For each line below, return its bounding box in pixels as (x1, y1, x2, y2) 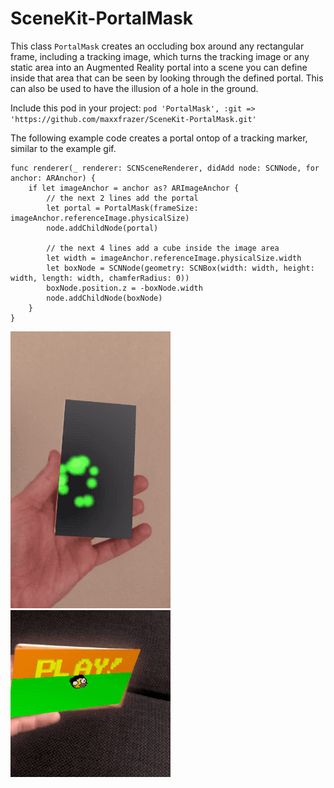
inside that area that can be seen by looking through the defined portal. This (10, 72, 324, 84)
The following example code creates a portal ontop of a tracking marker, (10, 132, 308, 144)
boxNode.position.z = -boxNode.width (46, 283, 203, 293)
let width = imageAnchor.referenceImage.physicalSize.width (46, 253, 302, 263)
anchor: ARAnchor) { (10, 173, 97, 183)
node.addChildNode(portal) (46, 223, 159, 233)
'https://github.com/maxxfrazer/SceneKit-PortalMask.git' (10, 114, 257, 124)
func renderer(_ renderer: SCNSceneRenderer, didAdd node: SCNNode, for (10, 163, 320, 173)
